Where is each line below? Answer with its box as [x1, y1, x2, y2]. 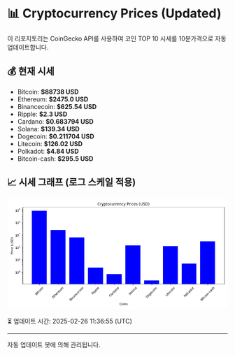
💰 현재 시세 [7, 66, 55, 78]
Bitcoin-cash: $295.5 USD [17, 154, 94, 163]
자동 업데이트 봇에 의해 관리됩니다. [7, 340, 101, 349]
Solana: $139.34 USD [17, 124, 80, 133]
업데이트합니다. [7, 43, 49, 51]
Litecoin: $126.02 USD [17, 139, 83, 147]
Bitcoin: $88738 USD [17, 87, 79, 96]
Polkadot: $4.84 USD [17, 147, 79, 155]
